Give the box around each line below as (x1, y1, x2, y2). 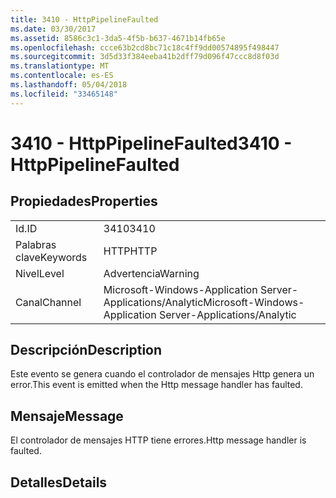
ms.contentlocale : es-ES (10, 71, 114, 81)
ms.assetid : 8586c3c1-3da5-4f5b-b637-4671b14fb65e (10, 33, 226, 43)
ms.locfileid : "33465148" (10, 89, 118, 99)
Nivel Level (15, 266, 65, 280)
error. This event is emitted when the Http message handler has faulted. (10, 379, 303, 391)
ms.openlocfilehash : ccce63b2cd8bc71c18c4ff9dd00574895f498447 (10, 42, 280, 53)
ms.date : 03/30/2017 (10, 24, 97, 34)
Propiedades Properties (10, 193, 158, 210)
